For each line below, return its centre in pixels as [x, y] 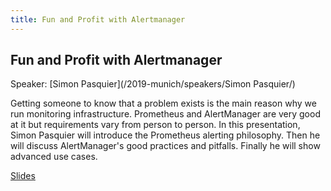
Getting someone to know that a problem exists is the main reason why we [163, 103]
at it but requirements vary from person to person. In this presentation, [155, 125]
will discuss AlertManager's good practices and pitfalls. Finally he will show [165, 146]
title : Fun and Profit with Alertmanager [98, 19]
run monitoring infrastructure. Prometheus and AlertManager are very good [165, 114]
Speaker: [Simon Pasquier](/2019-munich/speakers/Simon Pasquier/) [153, 84]
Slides [23, 176]
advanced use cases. [54, 157]
